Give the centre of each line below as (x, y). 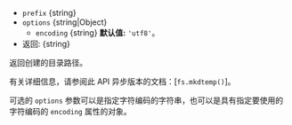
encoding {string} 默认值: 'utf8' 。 (97, 33)
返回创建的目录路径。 (48, 62)
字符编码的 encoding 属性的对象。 (70, 111)
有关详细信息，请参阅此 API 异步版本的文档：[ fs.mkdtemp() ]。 (122, 82)
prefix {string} (49, 13)
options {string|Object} (65, 22)
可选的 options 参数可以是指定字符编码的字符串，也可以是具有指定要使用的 (146, 100)
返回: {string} (46, 44)
